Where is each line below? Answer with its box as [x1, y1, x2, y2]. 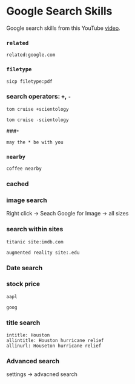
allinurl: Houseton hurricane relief [6, 343, 102, 349]
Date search [6, 264, 43, 272]
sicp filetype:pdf [6, 78, 53, 85]
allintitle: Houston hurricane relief [6, 338, 104, 344]
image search [6, 196, 47, 204]
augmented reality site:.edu [6, 250, 80, 256]
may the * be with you [6, 139, 64, 145]
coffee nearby [6, 166, 42, 172]
